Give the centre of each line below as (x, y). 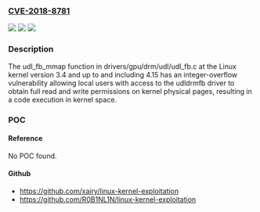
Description (31, 49)
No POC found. (32, 156)
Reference (25, 138)
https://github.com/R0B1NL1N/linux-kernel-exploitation (108, 199)
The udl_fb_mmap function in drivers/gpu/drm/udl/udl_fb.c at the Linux (123, 66)
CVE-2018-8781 (39, 11)
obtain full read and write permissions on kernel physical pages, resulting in (130, 91)
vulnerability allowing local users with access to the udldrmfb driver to (121, 83)
